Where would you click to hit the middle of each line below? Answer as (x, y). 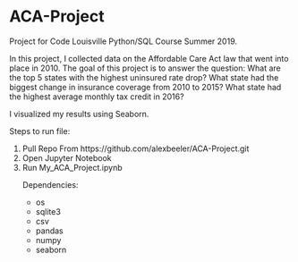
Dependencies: (50, 184)
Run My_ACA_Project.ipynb (72, 167)
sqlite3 (48, 211)
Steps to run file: (40, 131)
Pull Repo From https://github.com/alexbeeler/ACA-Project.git (136, 148)
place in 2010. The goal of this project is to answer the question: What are (145, 68)
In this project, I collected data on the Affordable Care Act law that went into (149, 58)
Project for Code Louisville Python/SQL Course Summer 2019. (123, 41)
